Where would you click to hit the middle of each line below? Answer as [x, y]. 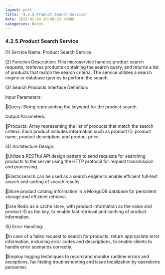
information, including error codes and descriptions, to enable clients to [79, 241]
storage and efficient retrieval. [36, 196]
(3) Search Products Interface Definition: [47, 87]
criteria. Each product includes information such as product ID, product [78, 131]
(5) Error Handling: [24, 226]
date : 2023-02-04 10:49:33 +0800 [40, 19]
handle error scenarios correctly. [39, 247]
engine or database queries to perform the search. [57, 77]
